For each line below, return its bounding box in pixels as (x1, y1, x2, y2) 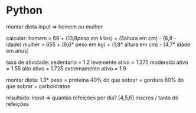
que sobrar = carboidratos (6, 82, 70, 89)
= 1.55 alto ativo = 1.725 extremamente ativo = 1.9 (6, 64, 126, 72)
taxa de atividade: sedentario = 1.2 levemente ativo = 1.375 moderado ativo (6, 59, 188, 66)
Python (6, 4, 43, 17)
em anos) (6, 47, 30, 54)
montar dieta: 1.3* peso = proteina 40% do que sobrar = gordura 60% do (6, 76, 184, 83)
